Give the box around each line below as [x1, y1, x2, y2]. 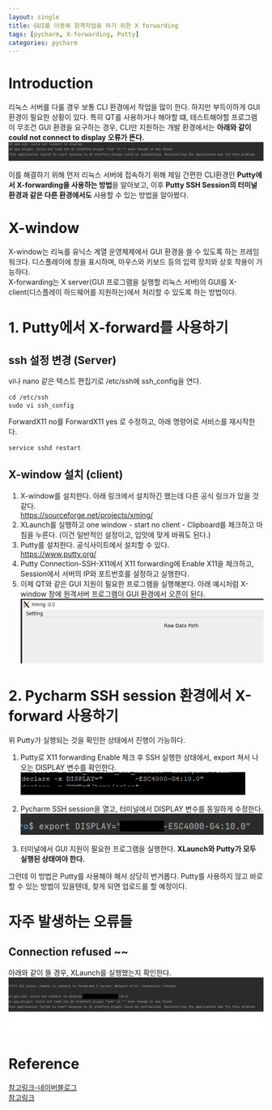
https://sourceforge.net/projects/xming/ [19, 510, 154, 519]
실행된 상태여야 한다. [19, 854, 86, 863]
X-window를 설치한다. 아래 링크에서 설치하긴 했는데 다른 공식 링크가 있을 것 [19, 490, 259, 501]
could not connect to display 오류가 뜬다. [8, 133, 145, 142]
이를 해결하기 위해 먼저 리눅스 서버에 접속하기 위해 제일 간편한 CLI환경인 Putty [8, 170, 257, 180]
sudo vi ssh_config [8, 401, 74, 410]
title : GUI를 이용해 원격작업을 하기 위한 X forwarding [8, 21, 179, 30]
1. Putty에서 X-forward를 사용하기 [8, 319, 229, 337]
